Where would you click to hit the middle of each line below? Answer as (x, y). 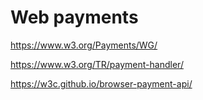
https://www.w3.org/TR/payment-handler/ (97, 64)
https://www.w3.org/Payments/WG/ (84, 45)
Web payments (74, 17)
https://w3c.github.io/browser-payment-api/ (101, 83)
